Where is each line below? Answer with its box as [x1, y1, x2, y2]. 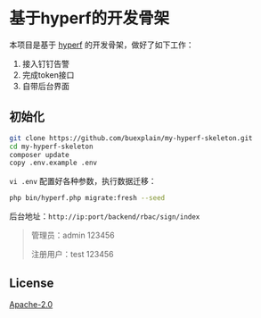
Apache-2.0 [9, 298, 53, 309]
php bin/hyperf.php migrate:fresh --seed [9, 194, 166, 203]
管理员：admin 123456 [30, 230, 116, 241]
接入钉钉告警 [21, 58, 69, 69]
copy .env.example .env [9, 158, 98, 168]
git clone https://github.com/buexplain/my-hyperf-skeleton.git [9, 133, 253, 143]
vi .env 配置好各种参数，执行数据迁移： [9, 176, 158, 187]
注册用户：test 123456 [30, 249, 114, 260]
